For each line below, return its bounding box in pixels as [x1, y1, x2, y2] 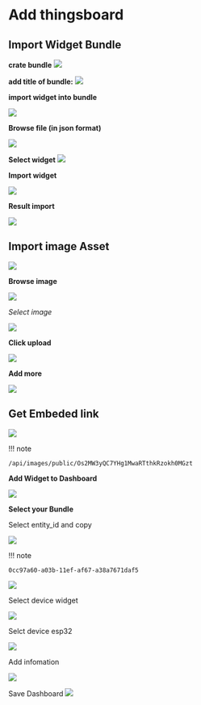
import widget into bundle [8, 93, 98, 102]
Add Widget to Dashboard [8, 473, 98, 483]
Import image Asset [8, 240, 110, 253]
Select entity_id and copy [8, 519, 93, 529]
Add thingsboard [8, 6, 124, 24]
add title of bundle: [8, 77, 73, 86]
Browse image [8, 276, 58, 286]
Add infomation [8, 657, 60, 666]
